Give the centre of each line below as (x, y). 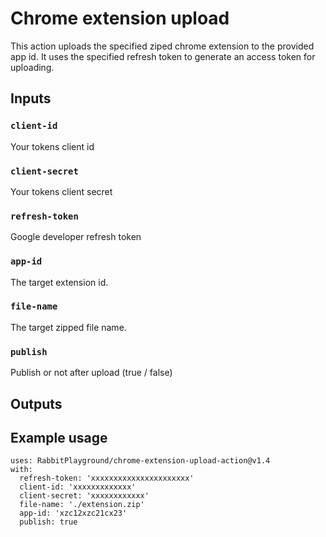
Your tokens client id (52, 146)
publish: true (48, 522)
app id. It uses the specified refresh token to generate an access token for (163, 56)
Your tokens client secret (61, 191)
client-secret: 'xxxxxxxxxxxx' (84, 496)
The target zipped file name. (68, 327)
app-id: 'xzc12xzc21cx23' (73, 513)
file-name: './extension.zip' (82, 505)
